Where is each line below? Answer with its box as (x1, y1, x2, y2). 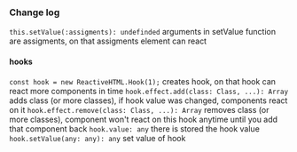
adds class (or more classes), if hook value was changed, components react (9, 95, 288, 106)
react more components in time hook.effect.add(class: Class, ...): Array (9, 85, 289, 96)
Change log (9, 6, 60, 19)
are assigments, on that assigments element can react (9, 36, 207, 46)
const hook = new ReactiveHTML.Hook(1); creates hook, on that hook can (9, 76, 277, 86)
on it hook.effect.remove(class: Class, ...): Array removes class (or (9, 104, 270, 115)
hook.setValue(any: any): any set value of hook (9, 132, 186, 143)
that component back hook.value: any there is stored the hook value (9, 123, 260, 134)
